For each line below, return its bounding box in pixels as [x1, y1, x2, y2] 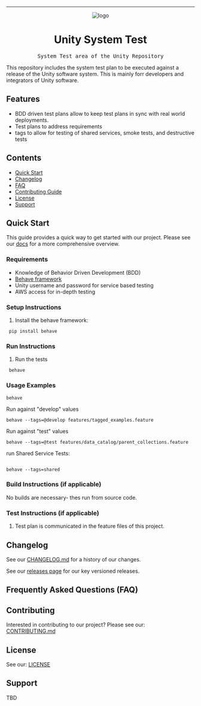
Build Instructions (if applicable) [6, 480, 102, 489]
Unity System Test [53, 33, 148, 47]
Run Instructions [6, 342, 56, 350]
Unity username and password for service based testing [14, 281, 154, 289]
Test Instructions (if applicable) [6, 509, 100, 517]
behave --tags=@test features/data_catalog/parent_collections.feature [6, 439, 188, 445]
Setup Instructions [6, 303, 62, 311]
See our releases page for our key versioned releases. [6, 567, 140, 575]
